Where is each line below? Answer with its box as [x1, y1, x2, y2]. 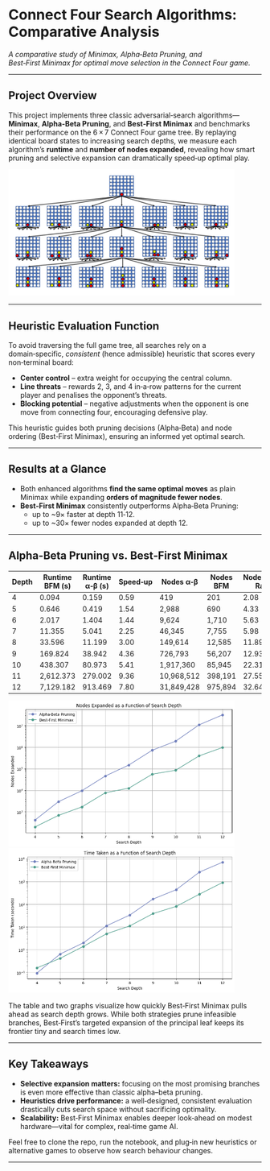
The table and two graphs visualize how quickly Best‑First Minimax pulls [8, 1000, 247, 1010]
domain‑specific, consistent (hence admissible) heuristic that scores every [8, 349, 256, 358]
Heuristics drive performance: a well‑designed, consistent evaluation [19, 1095, 252, 1105]
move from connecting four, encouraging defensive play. [19, 407, 208, 416]
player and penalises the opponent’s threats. [19, 390, 167, 399]
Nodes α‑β [161, 577, 198, 586]
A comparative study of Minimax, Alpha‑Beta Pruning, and [8, 49, 202, 59]
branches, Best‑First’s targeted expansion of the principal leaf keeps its [8, 1017, 244, 1028]
